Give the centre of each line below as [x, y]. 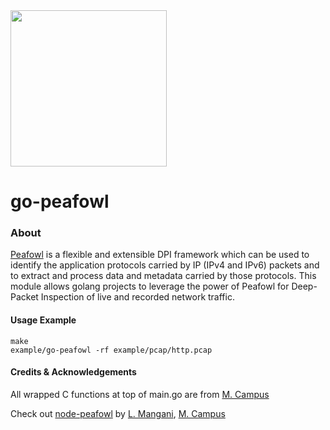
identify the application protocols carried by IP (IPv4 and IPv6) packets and [165, 265]
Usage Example [43, 320]
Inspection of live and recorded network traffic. [137, 297]
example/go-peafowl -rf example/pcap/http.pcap [111, 350]
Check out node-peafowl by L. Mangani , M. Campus [118, 413]
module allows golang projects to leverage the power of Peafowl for [150, 286]
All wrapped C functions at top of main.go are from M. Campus [140, 394]
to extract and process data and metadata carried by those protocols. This [163, 276]
